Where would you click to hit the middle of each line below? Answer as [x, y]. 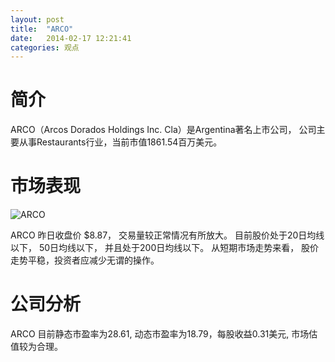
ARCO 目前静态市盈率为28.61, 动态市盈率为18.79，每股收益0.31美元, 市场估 [164, 334]
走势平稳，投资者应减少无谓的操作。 [85, 260]
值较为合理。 [36, 347]
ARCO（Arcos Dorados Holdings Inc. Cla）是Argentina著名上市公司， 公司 [163, 130]
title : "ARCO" [42, 29]
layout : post [37, 19]
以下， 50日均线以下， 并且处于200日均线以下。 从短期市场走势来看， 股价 [165, 248]
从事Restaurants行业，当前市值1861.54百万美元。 [120, 142]
